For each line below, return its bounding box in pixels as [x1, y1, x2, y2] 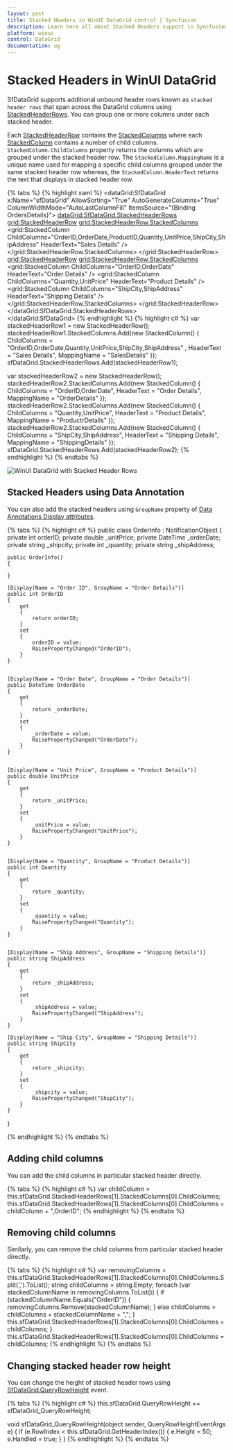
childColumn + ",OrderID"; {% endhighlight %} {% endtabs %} [7, 1206, 185, 1215]
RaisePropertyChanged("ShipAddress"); [32, 1010, 144, 1017]
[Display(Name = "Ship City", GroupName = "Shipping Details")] [7, 1034, 197, 1041]
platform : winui [7, 29, 54, 37]
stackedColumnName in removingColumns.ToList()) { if [7, 1288, 165, 1297]
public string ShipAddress [7, 955, 85, 962]
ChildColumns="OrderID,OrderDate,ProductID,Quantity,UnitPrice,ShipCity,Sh [7, 233, 226, 241]
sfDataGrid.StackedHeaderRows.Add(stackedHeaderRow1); [7, 358, 178, 367]
